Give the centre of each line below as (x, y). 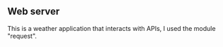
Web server (34, 12)
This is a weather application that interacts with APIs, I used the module (111, 28)
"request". (22, 36)
